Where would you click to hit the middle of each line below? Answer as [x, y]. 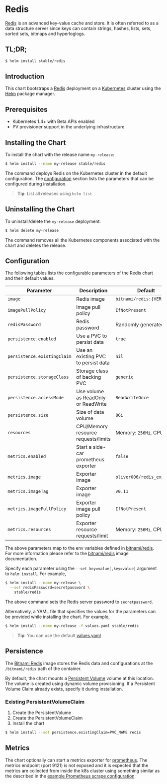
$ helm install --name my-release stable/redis [55, 164]
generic [125, 377]
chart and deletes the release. [36, 245]
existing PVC [91, 357]
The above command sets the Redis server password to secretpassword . [79, 602]
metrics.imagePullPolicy [37, 509]
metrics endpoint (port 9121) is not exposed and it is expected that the [77, 765]
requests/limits [93, 439]
